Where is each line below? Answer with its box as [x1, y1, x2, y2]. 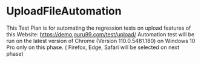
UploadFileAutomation [6, 4, 122, 18]
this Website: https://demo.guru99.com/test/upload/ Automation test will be [6, 30, 195, 38]
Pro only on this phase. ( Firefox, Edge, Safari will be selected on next [6, 44, 180, 51]
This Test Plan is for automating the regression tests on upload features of [6, 24, 191, 31]
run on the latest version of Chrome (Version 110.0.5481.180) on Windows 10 [6, 37, 196, 44]
